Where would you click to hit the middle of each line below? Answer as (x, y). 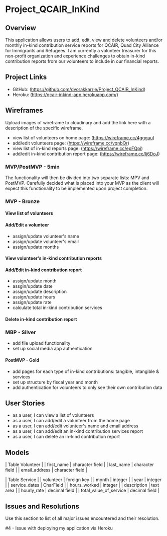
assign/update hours (34, 297)
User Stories (25, 403)
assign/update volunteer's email (46, 241)
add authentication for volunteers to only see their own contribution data (87, 387)
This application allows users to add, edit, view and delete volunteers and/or (84, 40)
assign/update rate (32, 302)
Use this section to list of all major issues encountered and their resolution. (82, 518)
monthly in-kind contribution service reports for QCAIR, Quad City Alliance (82, 45)
